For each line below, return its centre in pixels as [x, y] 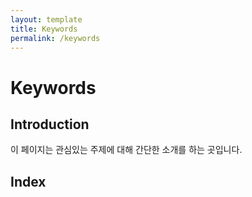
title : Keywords [44, 29]
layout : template [46, 19]
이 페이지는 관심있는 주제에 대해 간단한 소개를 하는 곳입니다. [126, 150]
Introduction [50, 124]
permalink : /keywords [55, 38]
